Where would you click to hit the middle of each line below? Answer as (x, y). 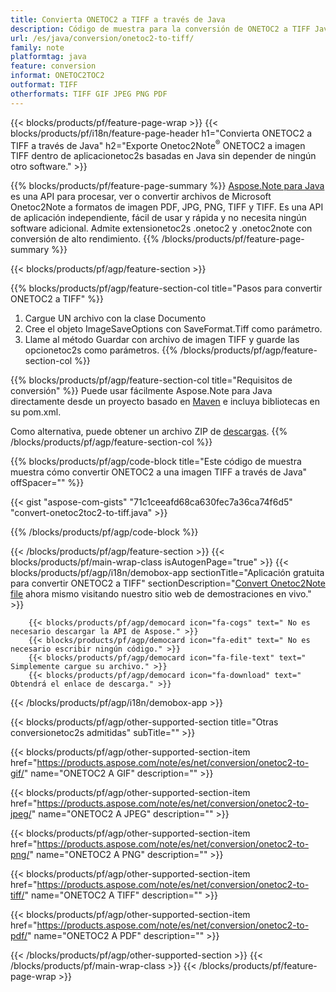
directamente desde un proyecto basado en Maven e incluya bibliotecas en (165, 402)
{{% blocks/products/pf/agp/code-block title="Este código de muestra (156, 462)
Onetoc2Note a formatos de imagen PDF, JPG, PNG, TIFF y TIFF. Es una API (167, 207)
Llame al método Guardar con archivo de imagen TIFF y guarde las (162, 340)
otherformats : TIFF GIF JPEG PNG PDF (89, 94)
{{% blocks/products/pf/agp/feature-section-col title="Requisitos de (151, 380)
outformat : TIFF (44, 85)
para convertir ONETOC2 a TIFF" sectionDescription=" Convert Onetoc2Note (168, 583)
